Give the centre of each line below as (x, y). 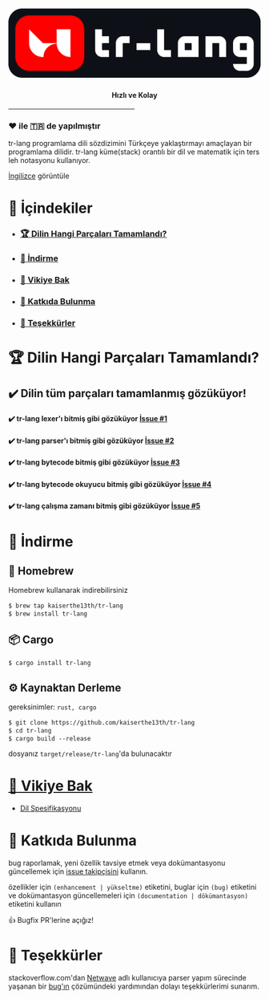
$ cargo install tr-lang (50, 663)
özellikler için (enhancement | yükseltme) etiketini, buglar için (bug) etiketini (132, 887)
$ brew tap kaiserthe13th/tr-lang (66, 606)
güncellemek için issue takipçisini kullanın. (78, 871)
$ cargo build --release (50, 738)
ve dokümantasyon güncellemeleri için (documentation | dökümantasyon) (128, 895)
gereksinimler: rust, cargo (52, 707)
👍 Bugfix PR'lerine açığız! (51, 920)
